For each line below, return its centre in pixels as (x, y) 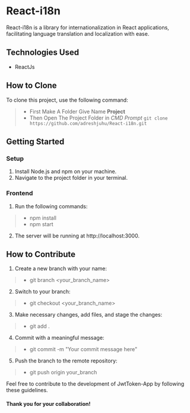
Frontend (20, 193)
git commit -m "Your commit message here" (83, 349)
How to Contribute (41, 254)
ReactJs (25, 67)
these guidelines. (27, 390)
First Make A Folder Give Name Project (77, 111)
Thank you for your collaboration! (48, 403)
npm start (41, 224)
